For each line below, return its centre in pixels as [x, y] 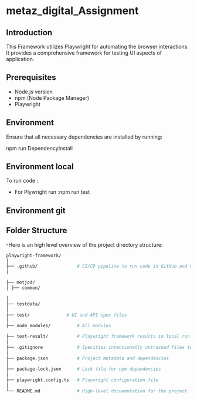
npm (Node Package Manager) [52, 98]
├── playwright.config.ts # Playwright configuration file [82, 380]
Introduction [29, 33]
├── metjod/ [21, 283]
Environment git [36, 211]
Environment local [40, 167]
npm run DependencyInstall [40, 148]
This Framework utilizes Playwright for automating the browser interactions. [98, 46]
